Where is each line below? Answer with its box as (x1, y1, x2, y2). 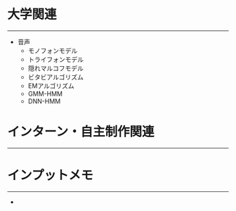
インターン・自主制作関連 (7, 124, 155, 140)
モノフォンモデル (27, 46, 78, 55)
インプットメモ (7, 167, 93, 184)
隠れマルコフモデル (27, 64, 84, 72)
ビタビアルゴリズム (27, 72, 84, 81)
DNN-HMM (27, 96, 61, 105)
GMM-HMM (27, 89, 63, 98)
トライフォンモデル (27, 55, 84, 63)
